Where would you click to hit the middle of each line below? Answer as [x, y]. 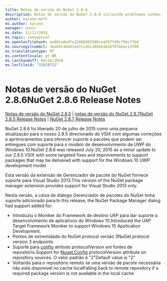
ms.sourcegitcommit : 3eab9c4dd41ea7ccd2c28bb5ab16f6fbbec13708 [72, 47]
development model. [26, 166]
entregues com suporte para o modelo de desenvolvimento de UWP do [78, 145]
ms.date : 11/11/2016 [27, 33]
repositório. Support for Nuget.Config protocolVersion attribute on [79, 252]
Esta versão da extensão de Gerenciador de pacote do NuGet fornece [77, 175]
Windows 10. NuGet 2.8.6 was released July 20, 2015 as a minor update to [81, 150]
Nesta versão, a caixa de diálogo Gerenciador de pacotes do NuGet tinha [80, 195]
